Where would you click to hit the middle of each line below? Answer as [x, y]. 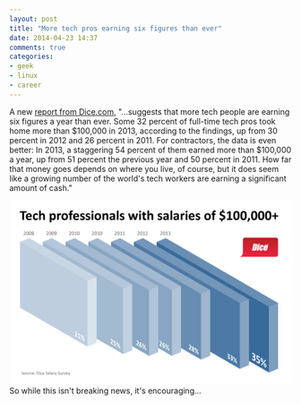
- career [26, 85]
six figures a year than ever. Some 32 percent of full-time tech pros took [142, 121]
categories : [31, 57]
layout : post [34, 19]
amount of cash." [41, 187]
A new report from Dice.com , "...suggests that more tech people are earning [150, 111]
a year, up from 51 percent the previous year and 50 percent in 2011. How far [150, 159]
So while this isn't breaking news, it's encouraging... [105, 391]
